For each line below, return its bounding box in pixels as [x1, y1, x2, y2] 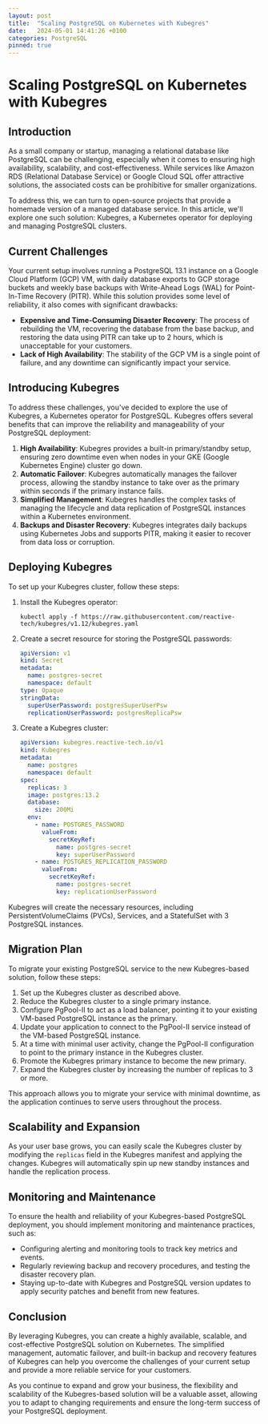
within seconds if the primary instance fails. [19, 486, 164, 495]
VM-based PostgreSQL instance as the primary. [19, 1013, 178, 1023]
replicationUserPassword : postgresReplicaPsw [27, 708, 182, 717]
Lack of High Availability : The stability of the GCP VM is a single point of [19, 349, 261, 359]
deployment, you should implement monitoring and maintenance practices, [8, 1220, 255, 1230]
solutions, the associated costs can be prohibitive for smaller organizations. [8, 180, 258, 190]
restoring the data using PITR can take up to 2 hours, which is [19, 332, 224, 341]
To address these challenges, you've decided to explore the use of [8, 402, 228, 412]
